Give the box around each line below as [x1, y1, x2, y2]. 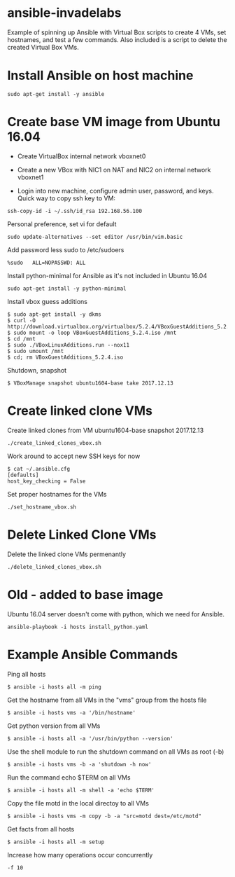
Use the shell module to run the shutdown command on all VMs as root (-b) [7, 747, 225, 756]
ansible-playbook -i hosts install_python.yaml [7, 623, 149, 630]
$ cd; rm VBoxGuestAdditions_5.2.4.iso [7, 354, 124, 361]
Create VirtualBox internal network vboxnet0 [17, 152, 146, 160]
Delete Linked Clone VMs [7, 527, 157, 542]
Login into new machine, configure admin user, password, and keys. [17, 186, 214, 195]
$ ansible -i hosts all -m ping [7, 683, 101, 691]
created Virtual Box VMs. [7, 43, 79, 51]
